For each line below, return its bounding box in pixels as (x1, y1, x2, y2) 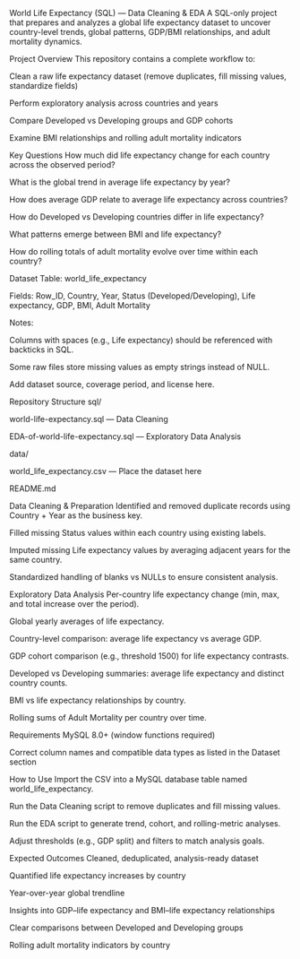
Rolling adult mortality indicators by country (9, 940, 171, 950)
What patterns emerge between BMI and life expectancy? (9, 229, 222, 239)
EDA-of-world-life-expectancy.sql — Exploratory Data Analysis (9, 431, 242, 442)
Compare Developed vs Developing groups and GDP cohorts (9, 116, 234, 125)
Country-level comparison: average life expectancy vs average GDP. (9, 634, 262, 644)
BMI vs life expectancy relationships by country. (9, 695, 186, 705)
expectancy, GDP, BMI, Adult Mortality (9, 300, 150, 310)
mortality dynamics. (9, 36, 82, 47)
